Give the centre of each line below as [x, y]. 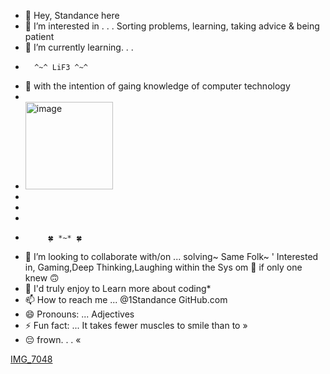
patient [39, 36]
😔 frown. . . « [53, 339]
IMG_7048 [31, 359]
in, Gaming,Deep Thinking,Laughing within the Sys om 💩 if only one [163, 267]
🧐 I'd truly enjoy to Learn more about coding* [118, 288]
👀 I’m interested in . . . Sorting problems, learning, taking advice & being [172, 26]
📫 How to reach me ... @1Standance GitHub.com [126, 299]
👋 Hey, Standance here [72, 15]
